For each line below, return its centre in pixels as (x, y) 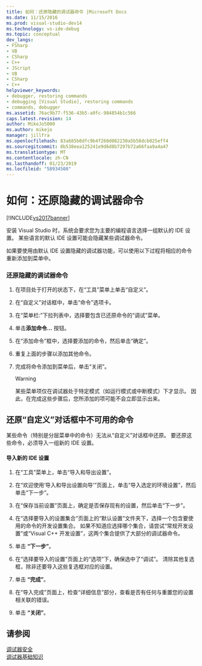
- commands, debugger (33, 107)
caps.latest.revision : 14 (39, 118)
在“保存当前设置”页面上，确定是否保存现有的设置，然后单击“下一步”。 (102, 505)
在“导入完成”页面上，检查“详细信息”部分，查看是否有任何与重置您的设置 (104, 592)
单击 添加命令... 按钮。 (42, 328)
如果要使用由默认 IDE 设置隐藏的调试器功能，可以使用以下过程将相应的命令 (99, 251)
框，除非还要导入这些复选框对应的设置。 (65, 567)
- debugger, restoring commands (47, 96)
